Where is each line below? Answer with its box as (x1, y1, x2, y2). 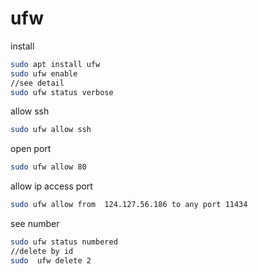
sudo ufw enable (10, 68, 78, 79)
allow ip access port (10, 180, 93, 192)
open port (10, 143, 52, 155)
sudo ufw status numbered (10, 237, 118, 247)
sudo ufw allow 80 (10, 162, 87, 172)
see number (10, 218, 60, 230)
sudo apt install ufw (10, 59, 101, 69)
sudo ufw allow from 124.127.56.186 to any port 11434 (10, 200, 248, 210)
